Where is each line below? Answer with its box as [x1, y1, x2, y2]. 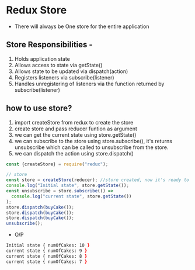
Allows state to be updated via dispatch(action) [14, 68, 128, 75]
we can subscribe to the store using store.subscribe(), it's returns [14, 137, 172, 144]
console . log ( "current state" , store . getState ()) [11, 193, 132, 199]
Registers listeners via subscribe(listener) [14, 74, 115, 81]
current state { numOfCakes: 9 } [6, 248, 88, 254]
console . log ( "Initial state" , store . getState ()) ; [6, 182, 130, 189]
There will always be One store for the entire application [14, 23, 149, 30]
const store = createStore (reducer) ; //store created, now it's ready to [6, 177, 190, 183]
